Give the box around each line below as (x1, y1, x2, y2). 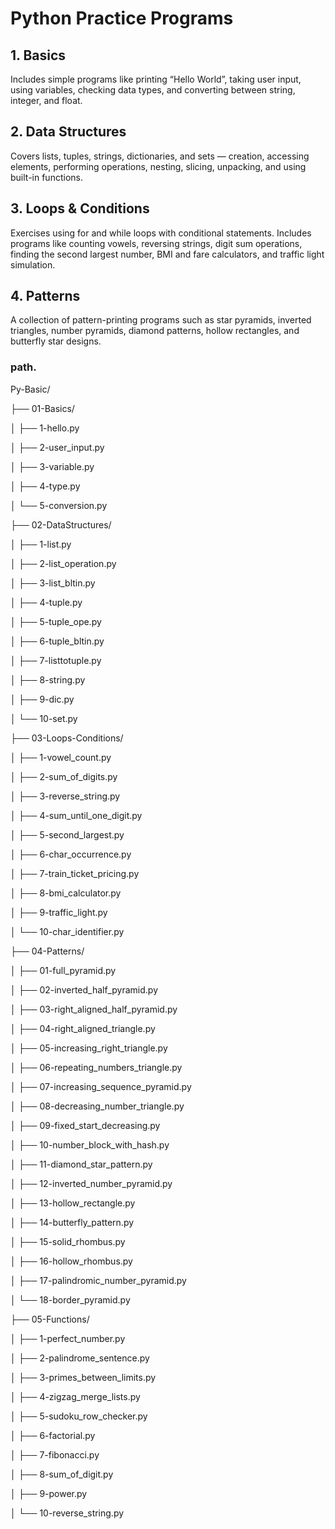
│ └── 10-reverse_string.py (10, 1507, 125, 1519)
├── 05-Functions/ (10, 1313, 90, 1325)
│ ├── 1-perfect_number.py (10, 1332, 126, 1344)
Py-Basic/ (10, 383, 51, 395)
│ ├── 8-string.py (10, 673, 86, 686)
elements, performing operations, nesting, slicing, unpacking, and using (10, 160, 307, 172)
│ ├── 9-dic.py (10, 693, 75, 705)
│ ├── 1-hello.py (10, 422, 80, 434)
